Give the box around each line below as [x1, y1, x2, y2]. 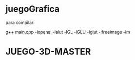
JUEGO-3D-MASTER [5, 46, 91, 57]
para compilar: [5, 20, 35, 25]
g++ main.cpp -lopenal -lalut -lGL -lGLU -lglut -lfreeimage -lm [5, 29, 131, 35]
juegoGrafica [5, 3, 60, 15]
